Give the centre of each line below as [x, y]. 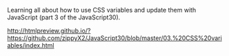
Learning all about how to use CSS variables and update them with [102, 10]
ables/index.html [31, 45]
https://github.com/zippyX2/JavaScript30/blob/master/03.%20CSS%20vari [114, 38]
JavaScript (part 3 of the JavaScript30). [64, 17]
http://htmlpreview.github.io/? [49, 31]
